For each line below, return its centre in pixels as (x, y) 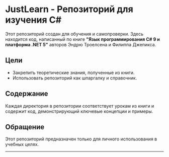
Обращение (25, 127)
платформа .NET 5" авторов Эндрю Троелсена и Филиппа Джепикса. (81, 44)
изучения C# (33, 20)
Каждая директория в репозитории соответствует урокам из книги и (80, 106)
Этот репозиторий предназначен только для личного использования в (81, 139)
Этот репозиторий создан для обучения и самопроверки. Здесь (74, 34)
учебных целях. (22, 144)
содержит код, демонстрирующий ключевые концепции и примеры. (79, 111)
